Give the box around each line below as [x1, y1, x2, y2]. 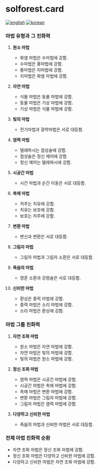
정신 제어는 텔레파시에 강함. [19, 160, 72, 165]
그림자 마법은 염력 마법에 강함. [19, 400, 77, 407]
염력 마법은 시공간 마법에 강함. [19, 376, 77, 382]
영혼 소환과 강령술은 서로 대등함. [19, 275, 81, 281]
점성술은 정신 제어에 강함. [19, 153, 68, 159]
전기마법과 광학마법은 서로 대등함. [19, 126, 84, 132]
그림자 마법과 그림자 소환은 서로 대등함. [19, 254, 94, 260]
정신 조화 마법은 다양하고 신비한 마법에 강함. [12, 452, 96, 458]
